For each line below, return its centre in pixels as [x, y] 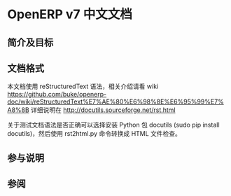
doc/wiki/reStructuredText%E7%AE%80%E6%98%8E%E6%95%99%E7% [115, 101]
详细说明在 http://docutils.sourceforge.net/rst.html [103, 110]
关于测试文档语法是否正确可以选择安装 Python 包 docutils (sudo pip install [113, 125]
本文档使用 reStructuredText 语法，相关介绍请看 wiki [83, 86]
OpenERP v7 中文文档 [70, 14]
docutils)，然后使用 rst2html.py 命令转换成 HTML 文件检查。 [94, 134]
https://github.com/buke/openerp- [57, 94]
